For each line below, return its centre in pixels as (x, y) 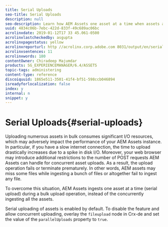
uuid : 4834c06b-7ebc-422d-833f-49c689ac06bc (52, 28)
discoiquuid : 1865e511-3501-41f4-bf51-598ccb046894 (60, 79)
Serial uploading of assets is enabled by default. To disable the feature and (82, 209)
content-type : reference (31, 75)
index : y (14, 89)
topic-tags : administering (33, 70)
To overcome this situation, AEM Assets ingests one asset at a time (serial (81, 189)
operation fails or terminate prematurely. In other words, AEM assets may (80, 168)
